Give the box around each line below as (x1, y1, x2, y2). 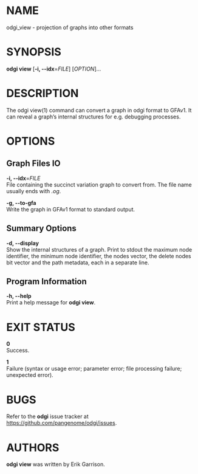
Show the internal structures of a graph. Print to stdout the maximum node (6, 246, 193, 253)
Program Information (6, 276, 87, 287)
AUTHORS (6, 441, 60, 455)
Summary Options (6, 223, 77, 234)
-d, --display (6, 239, 39, 247)
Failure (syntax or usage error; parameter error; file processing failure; (6, 365, 182, 373)
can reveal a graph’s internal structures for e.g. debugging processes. (6, 113, 181, 120)
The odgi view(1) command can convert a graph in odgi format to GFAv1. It (6, 106, 192, 114)
